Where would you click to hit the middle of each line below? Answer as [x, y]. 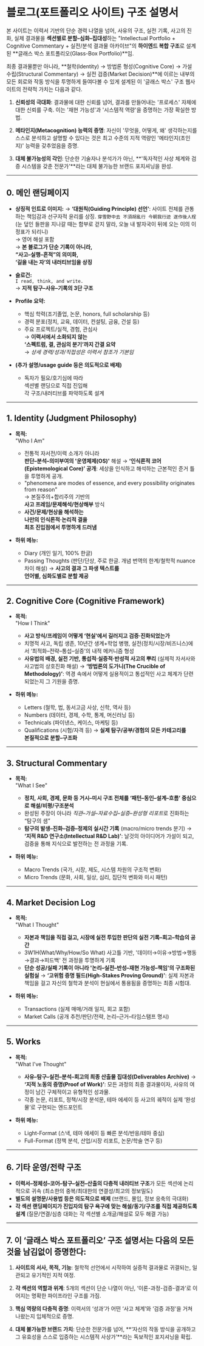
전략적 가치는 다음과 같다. [53, 89]
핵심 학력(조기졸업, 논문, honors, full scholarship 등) [87, 314]
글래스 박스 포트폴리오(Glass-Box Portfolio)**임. [76, 53]
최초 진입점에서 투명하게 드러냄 [60, 527]
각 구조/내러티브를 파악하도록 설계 [64, 393]
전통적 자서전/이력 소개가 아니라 [62, 453]
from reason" [41, 489]
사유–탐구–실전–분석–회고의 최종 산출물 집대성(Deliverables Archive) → [110, 1077]
